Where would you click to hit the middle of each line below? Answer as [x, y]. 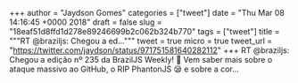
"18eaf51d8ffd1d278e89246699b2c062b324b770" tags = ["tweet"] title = [145, 31]
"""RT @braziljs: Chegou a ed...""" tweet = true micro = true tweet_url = [141, 41]
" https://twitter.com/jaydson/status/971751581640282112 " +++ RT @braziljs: [149, 50]
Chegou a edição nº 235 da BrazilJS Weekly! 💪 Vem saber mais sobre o [141, 60]
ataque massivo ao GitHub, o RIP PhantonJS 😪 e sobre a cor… [124, 69]
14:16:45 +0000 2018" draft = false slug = [86, 22]
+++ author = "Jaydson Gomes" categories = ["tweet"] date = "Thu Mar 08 [147, 13]
